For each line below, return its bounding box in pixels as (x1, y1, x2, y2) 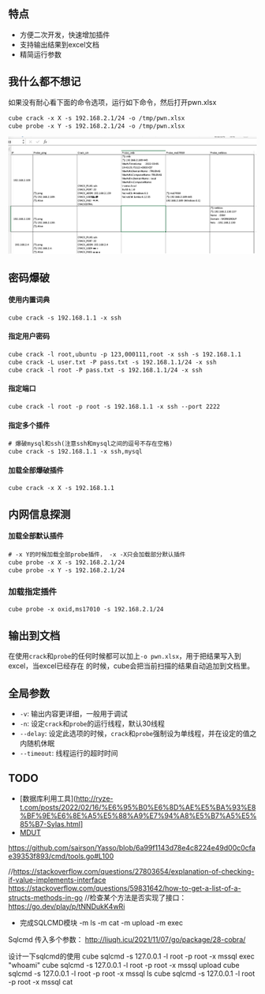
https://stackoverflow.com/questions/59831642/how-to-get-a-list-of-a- (8, 883, 242, 893)
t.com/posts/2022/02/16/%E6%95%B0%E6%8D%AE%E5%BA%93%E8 (19, 802, 256, 812)
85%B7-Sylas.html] (19, 819, 84, 828)
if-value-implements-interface (8, 875, 106, 884)
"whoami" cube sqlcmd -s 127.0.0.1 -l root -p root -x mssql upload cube (8, 960, 240, 970)
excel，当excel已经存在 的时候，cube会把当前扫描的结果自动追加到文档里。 (8, 661, 255, 671)
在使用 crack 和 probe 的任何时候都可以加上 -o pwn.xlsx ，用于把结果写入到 (8, 652, 242, 661)
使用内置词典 (8, 295, 50, 305)
